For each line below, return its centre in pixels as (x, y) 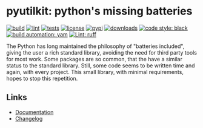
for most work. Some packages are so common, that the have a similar (95, 59)
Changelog (29, 118)
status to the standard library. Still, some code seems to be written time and (101, 66)
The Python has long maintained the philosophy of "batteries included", (95, 46)
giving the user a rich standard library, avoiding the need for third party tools (101, 52)
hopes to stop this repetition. (42, 78)
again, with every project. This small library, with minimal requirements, (95, 72)
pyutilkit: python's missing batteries (99, 11)
